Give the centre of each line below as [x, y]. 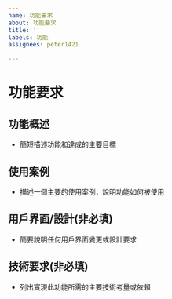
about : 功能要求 [32, 23]
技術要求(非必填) [48, 266]
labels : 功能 [28, 37]
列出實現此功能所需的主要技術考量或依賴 [85, 286]
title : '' [24, 30]
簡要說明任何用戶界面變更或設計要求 [78, 239]
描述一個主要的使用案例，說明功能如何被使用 [92, 191]
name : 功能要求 [31, 15]
